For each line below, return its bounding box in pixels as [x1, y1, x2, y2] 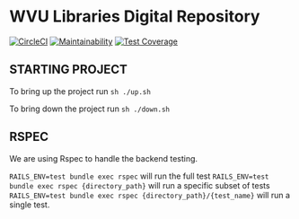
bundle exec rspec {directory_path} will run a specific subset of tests [9, 180, 271, 190]
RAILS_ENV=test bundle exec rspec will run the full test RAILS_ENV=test [9, 171, 269, 181]
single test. [9, 199, 50, 210]
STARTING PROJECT [9, 62, 128, 77]
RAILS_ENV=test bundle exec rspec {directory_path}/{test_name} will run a [9, 189, 290, 200]
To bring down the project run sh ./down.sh [9, 103, 171, 114]
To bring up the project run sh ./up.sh [9, 85, 151, 96]
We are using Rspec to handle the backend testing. [9, 153, 198, 163]
